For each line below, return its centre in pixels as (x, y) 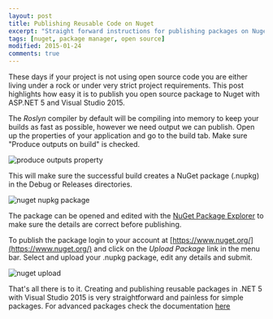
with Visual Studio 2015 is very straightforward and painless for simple (126, 297)
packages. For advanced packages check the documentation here (119, 306)
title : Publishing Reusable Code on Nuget (81, 24)
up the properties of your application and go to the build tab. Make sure (128, 136)
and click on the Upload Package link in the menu (177, 249)
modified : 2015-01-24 (45, 46)
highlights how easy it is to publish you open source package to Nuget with (134, 94)
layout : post (30, 16)
